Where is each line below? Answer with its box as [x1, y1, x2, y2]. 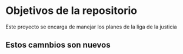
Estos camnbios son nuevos [5, 40, 111, 50]
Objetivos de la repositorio [5, 4, 138, 17]
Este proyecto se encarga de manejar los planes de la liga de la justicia [5, 23, 177, 30]
